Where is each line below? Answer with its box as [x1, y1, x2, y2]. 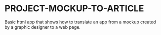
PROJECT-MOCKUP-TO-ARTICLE [4, 3, 144, 14]
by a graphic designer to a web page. [4, 24, 81, 30]
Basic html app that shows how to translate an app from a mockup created [4, 19, 156, 25]
